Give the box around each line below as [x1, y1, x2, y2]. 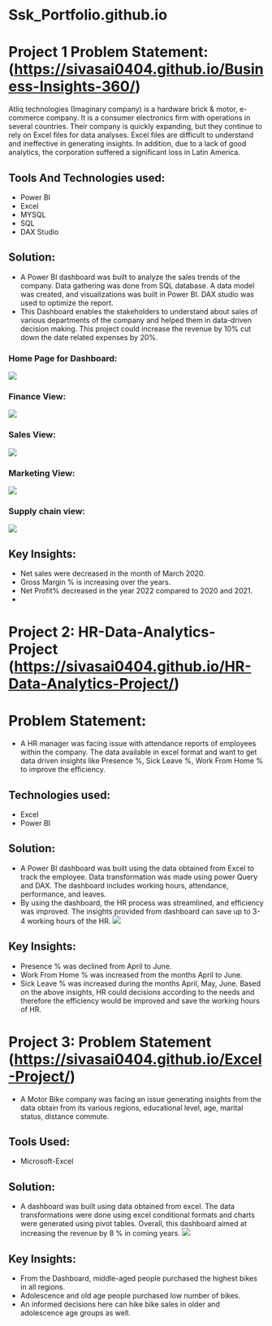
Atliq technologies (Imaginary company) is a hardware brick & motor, [8, 104, 238, 114]
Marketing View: [8, 467, 76, 478]
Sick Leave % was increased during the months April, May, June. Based [19, 978, 261, 988]
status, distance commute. [19, 1111, 110, 1121]
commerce [8, 113, 45, 123]
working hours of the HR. [27, 916, 111, 926]
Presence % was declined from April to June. [19, 961, 172, 971]
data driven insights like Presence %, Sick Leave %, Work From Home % [19, 756, 264, 766]
